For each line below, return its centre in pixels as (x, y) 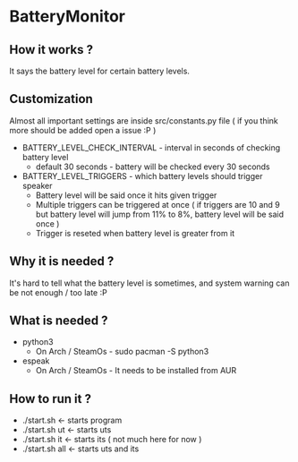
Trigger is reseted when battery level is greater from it (135, 233)
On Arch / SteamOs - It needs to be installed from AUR (136, 371)
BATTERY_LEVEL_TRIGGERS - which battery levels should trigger (142, 175)
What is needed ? (59, 321)
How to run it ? (51, 399)
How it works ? (51, 50)
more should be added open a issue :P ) (83, 130)
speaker (37, 185)
